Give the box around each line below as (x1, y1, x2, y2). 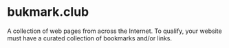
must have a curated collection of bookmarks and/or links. (7, 34, 173, 42)
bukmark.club (7, 4, 89, 20)
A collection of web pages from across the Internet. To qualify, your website (7, 27, 222, 35)
